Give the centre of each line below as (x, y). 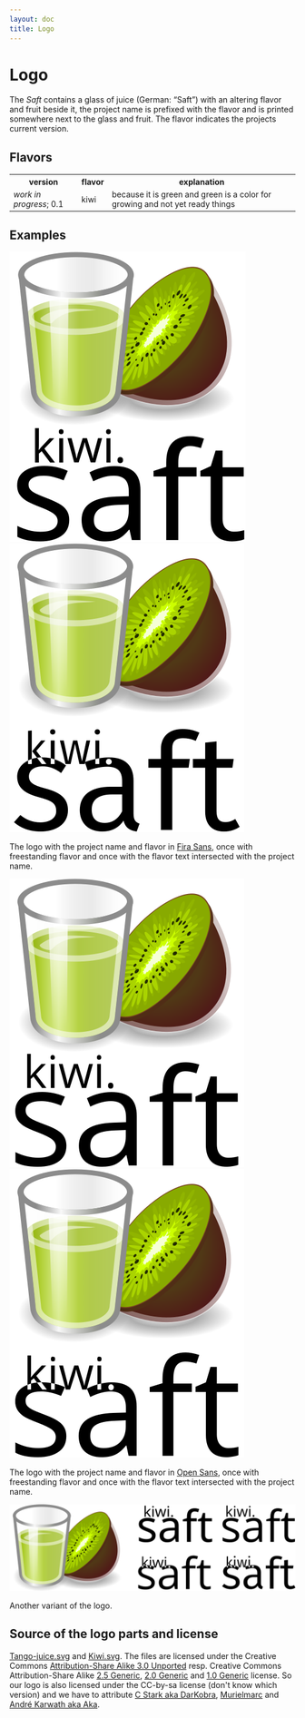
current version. (39, 129)
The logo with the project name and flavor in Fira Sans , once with (131, 847)
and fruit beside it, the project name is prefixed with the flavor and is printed (152, 110)
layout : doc (32, 19)
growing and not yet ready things (174, 204)
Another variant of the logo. (61, 1605)
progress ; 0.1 (38, 204)
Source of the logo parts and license (114, 1634)
